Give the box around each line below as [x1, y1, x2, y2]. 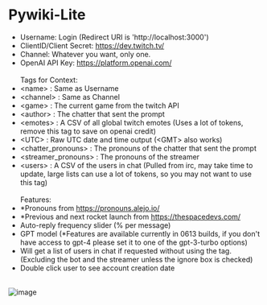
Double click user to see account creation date [19, 263, 175, 273]
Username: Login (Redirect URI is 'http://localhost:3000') [19, 32, 209, 42]
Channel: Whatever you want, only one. [19, 49, 151, 59]
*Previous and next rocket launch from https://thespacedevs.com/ [19, 212, 241, 221]
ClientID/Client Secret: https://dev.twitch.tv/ [19, 40, 165, 50]
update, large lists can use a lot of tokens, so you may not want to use [19, 169, 252, 179]
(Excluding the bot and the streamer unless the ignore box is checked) [19, 254, 253, 264]
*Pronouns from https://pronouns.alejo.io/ [19, 203, 160, 212]
